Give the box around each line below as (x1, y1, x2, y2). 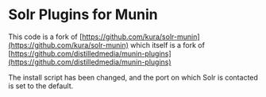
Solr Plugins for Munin (8, 6, 159, 24)
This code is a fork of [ (8, 32, 83, 41)
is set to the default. (8, 81, 74, 91)
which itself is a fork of (130, 40, 205, 49)
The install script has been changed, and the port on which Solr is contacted (8, 72, 258, 82)
